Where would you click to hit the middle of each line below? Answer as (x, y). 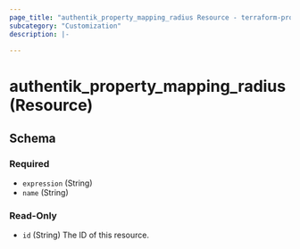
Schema (33, 138)
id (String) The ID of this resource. (86, 235)
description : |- (39, 34)
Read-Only (33, 216)
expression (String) (57, 183)
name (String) (45, 193)
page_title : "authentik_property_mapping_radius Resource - (124, 17)
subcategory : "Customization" (66, 26)
